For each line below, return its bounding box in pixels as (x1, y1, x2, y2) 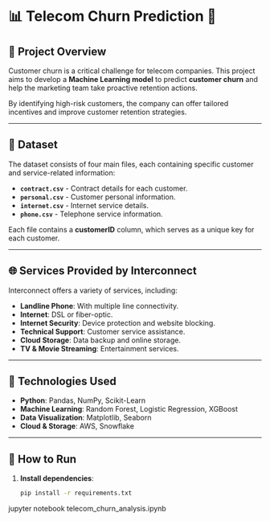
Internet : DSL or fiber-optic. (19, 310, 113, 319)
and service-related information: (8, 167, 116, 178)
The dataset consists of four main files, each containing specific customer (8, 159, 255, 169)
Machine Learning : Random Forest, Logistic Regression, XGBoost (19, 404, 239, 414)
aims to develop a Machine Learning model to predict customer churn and (8, 75, 259, 84)
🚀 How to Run (8, 452, 77, 466)
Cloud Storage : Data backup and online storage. (19, 335, 181, 345)
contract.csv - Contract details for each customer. (19, 183, 188, 193)
